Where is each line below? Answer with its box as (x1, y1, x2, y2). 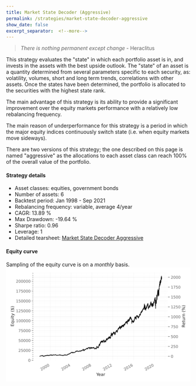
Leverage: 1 (14, 228, 43, 235)
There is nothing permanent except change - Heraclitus (20, 44, 155, 52)
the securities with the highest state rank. (6, 87, 106, 94)
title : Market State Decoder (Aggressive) (6, 9, 111, 15)
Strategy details (6, 171, 46, 178)
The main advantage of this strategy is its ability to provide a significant (6, 98, 178, 105)
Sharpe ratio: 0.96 (14, 222, 59, 229)
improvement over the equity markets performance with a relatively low (6, 105, 178, 112)
